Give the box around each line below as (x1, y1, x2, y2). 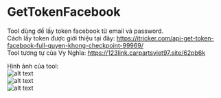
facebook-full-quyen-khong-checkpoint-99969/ (7, 41, 144, 49)
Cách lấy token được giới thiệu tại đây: (7, 34, 115, 42)
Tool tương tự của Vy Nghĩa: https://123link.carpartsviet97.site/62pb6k (7, 49, 206, 57)
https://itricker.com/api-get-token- (116, 34, 214, 42)
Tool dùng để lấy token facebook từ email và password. (7, 27, 164, 35)
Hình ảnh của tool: (7, 62, 59, 70)
